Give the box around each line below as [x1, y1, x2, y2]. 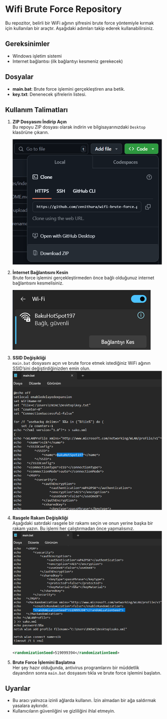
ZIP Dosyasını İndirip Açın [12, 119, 67, 125]
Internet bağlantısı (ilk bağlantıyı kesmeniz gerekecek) [12, 58, 123, 64]
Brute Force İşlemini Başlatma [12, 659, 76, 665]
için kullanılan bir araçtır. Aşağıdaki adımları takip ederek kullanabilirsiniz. [5, 25, 154, 31]
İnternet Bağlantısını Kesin [12, 270, 69, 276]
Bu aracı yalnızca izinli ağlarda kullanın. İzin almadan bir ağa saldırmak [12, 698, 157, 704]
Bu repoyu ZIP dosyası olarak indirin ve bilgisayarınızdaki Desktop [12, 124, 146, 130]
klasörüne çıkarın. [12, 130, 49, 136]
